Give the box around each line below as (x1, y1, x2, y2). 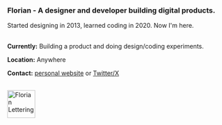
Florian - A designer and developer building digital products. (7, 6, 216, 15)
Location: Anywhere (7, 56, 66, 64)
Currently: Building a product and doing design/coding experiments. (7, 42, 204, 51)
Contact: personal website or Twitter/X (7, 69, 120, 78)
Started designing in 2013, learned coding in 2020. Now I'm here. (7, 22, 194, 30)
